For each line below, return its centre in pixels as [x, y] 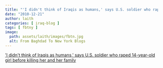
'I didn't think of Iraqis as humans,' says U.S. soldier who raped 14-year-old [80, 55]
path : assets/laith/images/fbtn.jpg [46, 37]
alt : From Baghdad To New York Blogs [48, 41]
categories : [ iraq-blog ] [32, 23]
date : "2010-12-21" [25, 14]
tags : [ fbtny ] [21, 28]
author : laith [19, 18]
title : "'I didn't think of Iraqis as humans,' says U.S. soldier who [78, 9]
